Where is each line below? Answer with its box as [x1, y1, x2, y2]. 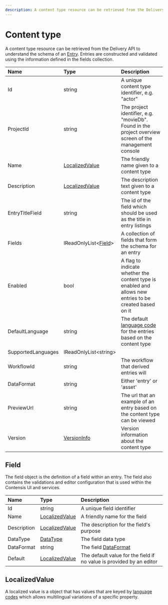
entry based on [120, 404, 156, 411]
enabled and [120, 282, 150, 289]
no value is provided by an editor [80, 558, 157, 565]
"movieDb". [120, 116, 148, 123]
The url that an [120, 391, 155, 398]
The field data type [80, 536, 125, 543]
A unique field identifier [80, 505, 136, 512]
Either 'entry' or [120, 377, 157, 384]
